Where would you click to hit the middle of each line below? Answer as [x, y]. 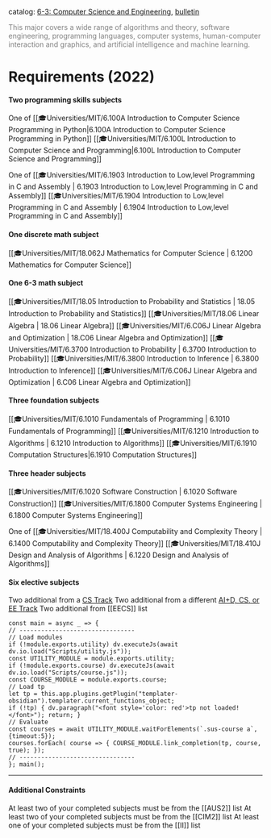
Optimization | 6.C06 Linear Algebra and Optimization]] [100, 381]
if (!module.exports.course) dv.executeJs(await [92, 666]
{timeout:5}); [32, 736]
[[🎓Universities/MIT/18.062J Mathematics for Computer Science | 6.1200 [131, 252]
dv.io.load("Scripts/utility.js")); [70, 652]
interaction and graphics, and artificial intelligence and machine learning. [129, 44]
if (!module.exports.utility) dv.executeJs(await [94, 644]
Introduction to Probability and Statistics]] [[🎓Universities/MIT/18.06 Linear [134, 313]
